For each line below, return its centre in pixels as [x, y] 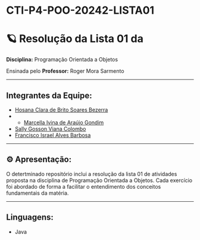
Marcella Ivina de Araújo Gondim [64, 122]
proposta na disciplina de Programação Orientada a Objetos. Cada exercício [99, 180]
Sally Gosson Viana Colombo [50, 128]
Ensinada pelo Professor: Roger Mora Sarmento [65, 71]
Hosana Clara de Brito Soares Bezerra [61, 110]
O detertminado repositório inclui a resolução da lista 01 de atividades [92, 174]
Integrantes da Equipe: [49, 95]
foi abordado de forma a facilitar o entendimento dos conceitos [84, 186]
